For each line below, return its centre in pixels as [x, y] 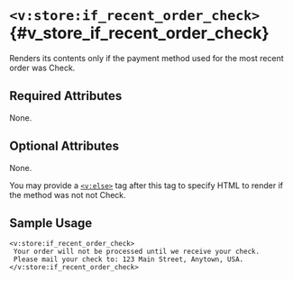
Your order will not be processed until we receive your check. [136, 252]
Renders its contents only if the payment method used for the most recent [146, 58]
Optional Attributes [64, 146]
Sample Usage [51, 223]
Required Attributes [66, 96]
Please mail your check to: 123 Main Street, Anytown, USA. [128, 259]
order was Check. [42, 68]
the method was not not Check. [68, 195]
